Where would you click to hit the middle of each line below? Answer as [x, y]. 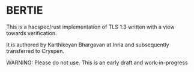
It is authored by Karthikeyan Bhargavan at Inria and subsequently [88, 45]
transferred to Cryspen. [35, 51]
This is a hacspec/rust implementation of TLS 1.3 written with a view [90, 27]
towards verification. [32, 33]
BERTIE [25, 10]
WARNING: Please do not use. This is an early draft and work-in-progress [97, 62]
